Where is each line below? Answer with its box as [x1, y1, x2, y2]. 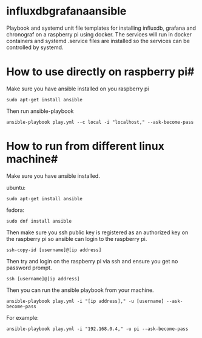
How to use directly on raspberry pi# [6, 65, 195, 79]
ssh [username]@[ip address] [6, 275, 80, 282]
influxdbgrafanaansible [6, 4, 127, 18]
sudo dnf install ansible [6, 218, 72, 224]
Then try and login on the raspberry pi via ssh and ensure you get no [6, 257, 178, 265]
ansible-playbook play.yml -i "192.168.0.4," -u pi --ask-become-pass [6, 326, 189, 332]
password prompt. [6, 264, 52, 271]
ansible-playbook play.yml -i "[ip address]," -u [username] [6, 298, 164, 304]
